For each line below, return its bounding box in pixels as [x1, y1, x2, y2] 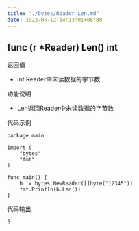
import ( [7, 144, 32, 151]
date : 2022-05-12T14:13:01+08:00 [7, 16, 103, 23]
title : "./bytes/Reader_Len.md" [7, 10, 99, 17]
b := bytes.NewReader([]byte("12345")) [19, 180, 134, 187]
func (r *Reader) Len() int [7, 42, 118, 53]
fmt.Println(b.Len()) [19, 186, 81, 193]
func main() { [7, 174, 48, 181]
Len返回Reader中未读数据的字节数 [16, 104, 114, 113]
